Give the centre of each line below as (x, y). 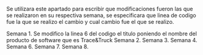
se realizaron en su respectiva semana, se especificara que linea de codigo (102, 15)
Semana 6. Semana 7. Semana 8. (47, 46)
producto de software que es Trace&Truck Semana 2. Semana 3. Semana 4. (102, 40)
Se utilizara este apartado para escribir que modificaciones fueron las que (100, 9)
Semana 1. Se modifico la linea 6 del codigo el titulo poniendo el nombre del (102, 34)
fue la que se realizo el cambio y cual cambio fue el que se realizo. (90, 22)
